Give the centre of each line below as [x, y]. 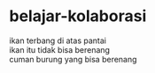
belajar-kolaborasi [78, 16]
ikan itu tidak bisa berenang [60, 49]
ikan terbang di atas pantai [58, 40]
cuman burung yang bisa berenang [73, 59]
